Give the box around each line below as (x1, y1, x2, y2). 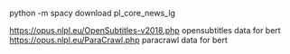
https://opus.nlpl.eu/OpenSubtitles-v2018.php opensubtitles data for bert (9, 25, 282, 35)
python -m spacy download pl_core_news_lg (9, 8, 176, 18)
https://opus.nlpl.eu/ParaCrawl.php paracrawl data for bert (9, 35, 229, 45)
